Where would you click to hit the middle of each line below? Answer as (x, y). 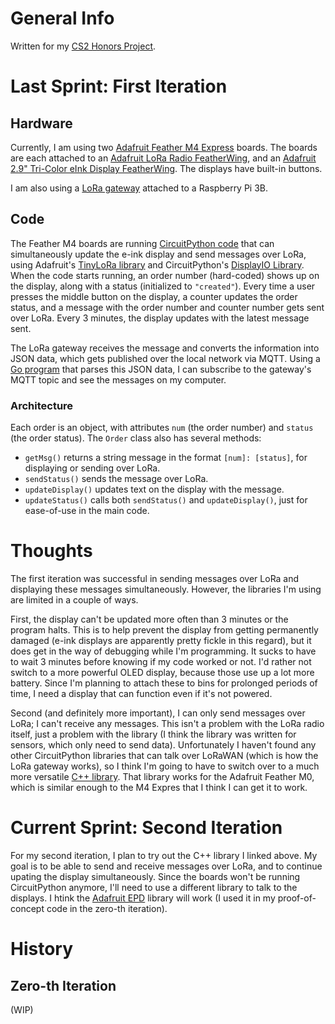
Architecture (42, 405)
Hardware (41, 123)
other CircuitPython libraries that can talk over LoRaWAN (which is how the (164, 755)
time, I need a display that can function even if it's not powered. (141, 693)
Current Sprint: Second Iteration (146, 828)
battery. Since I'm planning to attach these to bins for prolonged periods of (164, 683)
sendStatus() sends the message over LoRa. (116, 479)
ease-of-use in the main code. (87, 511)
